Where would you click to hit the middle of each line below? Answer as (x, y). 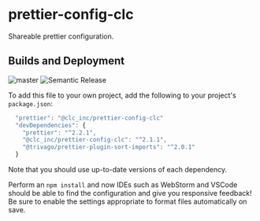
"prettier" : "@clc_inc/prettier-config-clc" (89, 118)
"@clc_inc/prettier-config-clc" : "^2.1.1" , (95, 140)
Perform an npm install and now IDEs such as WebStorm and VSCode (123, 185)
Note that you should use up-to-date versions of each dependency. (117, 169)
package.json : (30, 103)
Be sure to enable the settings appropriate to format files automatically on (128, 201)
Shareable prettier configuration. (61, 36)
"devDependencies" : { (51, 125)
